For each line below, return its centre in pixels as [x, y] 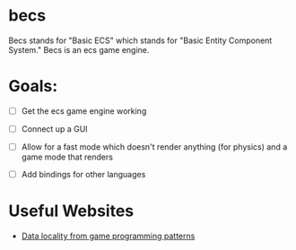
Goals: [33, 86]
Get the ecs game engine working [84, 111]
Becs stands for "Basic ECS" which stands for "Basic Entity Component [140, 40]
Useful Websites [71, 211]
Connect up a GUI [54, 129]
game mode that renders [67, 157]
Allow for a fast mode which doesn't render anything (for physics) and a [154, 147]
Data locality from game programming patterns [108, 236]
